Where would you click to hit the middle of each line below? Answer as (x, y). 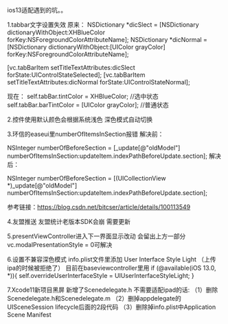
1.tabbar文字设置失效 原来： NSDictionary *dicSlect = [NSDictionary (103, 25)
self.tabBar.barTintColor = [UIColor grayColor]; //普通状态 (88, 105)
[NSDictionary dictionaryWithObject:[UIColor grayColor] (87, 47)
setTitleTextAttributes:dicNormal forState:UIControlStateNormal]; (99, 82)
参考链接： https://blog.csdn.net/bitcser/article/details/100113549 (99, 207)
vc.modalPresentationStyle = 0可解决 (60, 245)
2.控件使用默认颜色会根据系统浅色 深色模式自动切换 (80, 119)
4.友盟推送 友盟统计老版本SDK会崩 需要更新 (69, 221)
